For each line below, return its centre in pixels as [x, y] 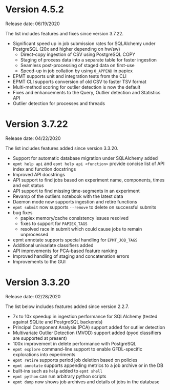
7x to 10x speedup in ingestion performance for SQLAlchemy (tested [85, 316]
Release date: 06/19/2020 [33, 24]
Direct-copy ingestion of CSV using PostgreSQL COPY [78, 54]
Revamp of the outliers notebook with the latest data [68, 196]
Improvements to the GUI [39, 261]
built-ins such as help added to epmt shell [58, 371]
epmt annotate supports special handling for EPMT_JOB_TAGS [75, 240]
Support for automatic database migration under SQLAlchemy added [85, 158]
